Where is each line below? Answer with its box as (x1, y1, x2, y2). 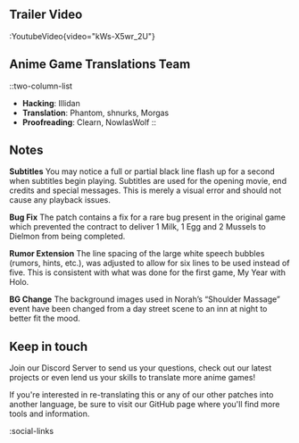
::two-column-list (9, 80, 73, 91)
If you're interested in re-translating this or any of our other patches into (9, 389, 274, 400)
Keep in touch (9, 339, 88, 354)
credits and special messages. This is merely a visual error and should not (9, 185, 282, 196)
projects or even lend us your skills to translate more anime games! (9, 372, 256, 383)
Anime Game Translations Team (9, 57, 191, 72)
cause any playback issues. (9, 195, 112, 205)
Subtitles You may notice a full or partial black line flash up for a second (9, 166, 275, 177)
